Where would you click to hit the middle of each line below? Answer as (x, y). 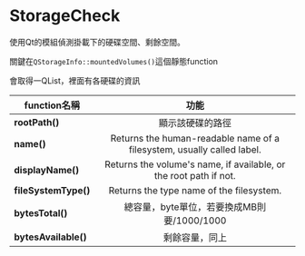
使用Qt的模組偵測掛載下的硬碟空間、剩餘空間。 (98, 42)
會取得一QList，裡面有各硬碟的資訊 (75, 80)
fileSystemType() (52, 190)
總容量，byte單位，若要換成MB (190, 207)
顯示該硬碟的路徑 (195, 123)
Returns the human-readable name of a (195, 138)
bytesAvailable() (50, 237)
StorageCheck (65, 16)
